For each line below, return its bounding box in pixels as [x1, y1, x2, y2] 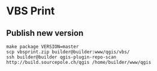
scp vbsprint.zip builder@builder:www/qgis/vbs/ [6, 49, 130, 55]
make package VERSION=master [6, 44, 79, 50]
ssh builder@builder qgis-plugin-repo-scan [6, 54, 117, 60]
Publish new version [6, 28, 84, 38]
